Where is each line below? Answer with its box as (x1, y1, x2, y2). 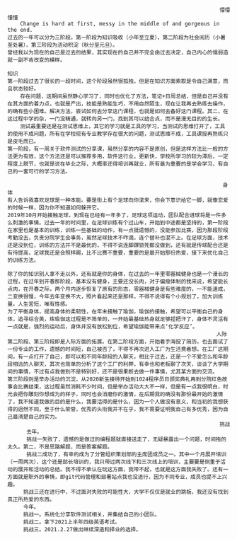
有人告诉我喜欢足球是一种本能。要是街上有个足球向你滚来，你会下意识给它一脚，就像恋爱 (7, 197, 229, 204)
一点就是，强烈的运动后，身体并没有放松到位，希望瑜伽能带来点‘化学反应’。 (7, 323, 198, 330)
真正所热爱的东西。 (7, 496, 55, 503)
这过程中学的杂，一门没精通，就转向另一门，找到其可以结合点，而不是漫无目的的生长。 (7, 115, 224, 122)
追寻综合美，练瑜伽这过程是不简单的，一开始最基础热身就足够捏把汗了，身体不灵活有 (17, 315, 229, 323)
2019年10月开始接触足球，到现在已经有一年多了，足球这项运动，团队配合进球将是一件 (7, 211, 221, 219)
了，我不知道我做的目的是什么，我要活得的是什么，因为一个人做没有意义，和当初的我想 (7, 398, 224, 405)
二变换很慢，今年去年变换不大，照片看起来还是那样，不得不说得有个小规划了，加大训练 (7, 293, 224, 300)
